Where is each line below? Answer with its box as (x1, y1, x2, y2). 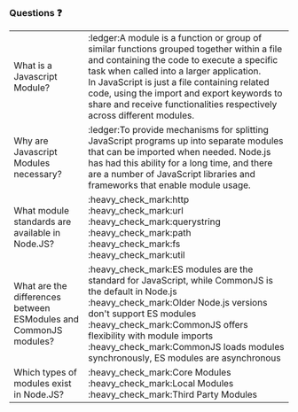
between (13, 302, 51, 315)
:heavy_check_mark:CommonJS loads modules (88, 341, 285, 354)
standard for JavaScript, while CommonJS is (88, 275, 273, 287)
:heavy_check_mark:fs (88, 237, 181, 250)
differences (13, 291, 62, 303)
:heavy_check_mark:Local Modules (88, 377, 234, 390)
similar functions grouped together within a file (88, 43, 283, 55)
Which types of (13, 366, 77, 378)
